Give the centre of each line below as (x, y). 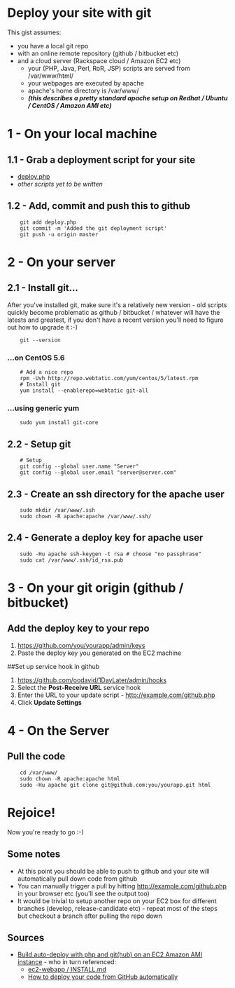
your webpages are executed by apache (86, 83)
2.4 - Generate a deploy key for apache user (105, 538)
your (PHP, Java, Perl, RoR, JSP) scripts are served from (109, 68)
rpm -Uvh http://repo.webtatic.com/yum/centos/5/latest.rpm (109, 379)
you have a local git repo (53, 46)
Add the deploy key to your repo (78, 629)
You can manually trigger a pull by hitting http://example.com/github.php (122, 886)
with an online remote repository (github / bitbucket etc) (98, 53)
